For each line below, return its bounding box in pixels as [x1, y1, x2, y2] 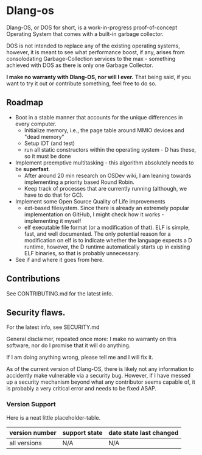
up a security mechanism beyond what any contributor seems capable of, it [6, 378, 196, 386]
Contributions [6, 273, 60, 284]
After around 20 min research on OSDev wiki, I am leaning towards [24, 172, 192, 179]
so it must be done [24, 152, 71, 160]
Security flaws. [6, 307, 66, 317]
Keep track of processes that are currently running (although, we [24, 185, 187, 192]
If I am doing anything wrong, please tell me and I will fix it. [6, 354, 153, 361]
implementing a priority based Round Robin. [24, 178, 135, 186]
